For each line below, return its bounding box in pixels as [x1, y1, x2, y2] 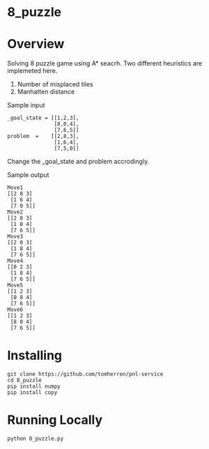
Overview [7, 36, 65, 52]
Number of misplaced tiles [17, 80, 93, 89]
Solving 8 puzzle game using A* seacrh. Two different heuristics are [7, 59, 203, 68]
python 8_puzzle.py [7, 435, 64, 442]
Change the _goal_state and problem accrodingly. [7, 158, 150, 166]
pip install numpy [7, 383, 61, 390]
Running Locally [7, 412, 103, 428]
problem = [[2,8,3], [7, 133, 79, 140]
